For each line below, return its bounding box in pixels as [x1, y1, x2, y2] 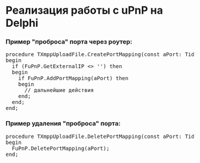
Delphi [5, 16, 39, 30]
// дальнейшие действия [24, 87, 94, 94]
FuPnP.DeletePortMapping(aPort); [11, 144, 110, 152]
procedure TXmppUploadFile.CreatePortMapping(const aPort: [5, 51, 183, 58]
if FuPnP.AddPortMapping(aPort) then [18, 75, 129, 82]
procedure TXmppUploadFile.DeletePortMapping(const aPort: [5, 133, 183, 140]
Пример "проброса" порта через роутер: [5, 38, 133, 46]
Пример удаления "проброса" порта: [5, 119, 121, 128]
